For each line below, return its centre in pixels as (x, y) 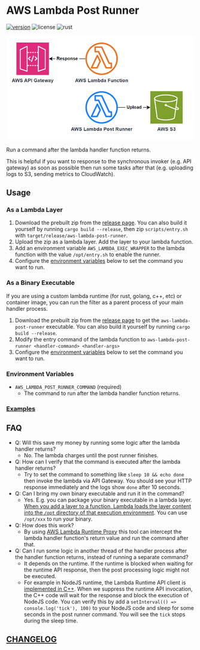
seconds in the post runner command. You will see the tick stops (104, 614)
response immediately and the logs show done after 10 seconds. (102, 487)
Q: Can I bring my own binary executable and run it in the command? (99, 493)
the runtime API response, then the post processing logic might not (107, 570)
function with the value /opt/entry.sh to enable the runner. (87, 254)
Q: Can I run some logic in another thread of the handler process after (101, 551)
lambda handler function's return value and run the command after (106, 538)
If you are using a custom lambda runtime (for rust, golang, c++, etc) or (94, 296)
